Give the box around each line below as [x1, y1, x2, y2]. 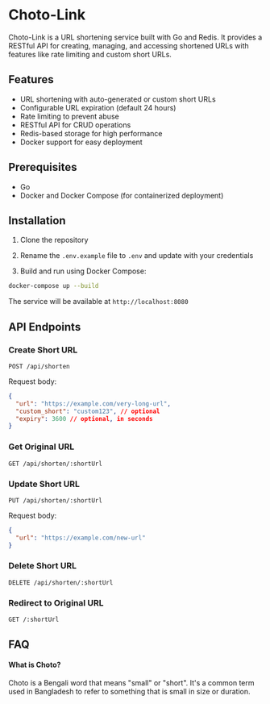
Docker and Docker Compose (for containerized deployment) [19, 190, 224, 200]
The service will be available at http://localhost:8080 [8, 297, 189, 306]
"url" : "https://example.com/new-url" [15, 534, 147, 542]
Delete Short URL [8, 560, 77, 572]
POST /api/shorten [8, 362, 70, 370]
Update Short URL [8, 478, 81, 489]
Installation [8, 214, 66, 227]
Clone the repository [19, 235, 89, 245]
